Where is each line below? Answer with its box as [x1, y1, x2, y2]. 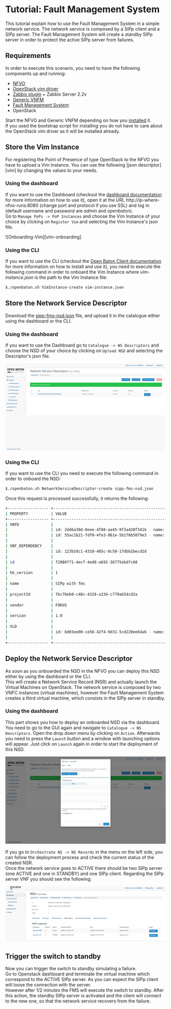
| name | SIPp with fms [5, 581, 85, 587]
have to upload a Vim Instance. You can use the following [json [5, 162, 137, 168]
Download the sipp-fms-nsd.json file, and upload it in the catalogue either [5, 312, 160, 318]
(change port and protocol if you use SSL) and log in [40, 202, 150, 208]
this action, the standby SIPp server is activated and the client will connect [5, 992, 161, 998]
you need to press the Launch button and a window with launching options [5, 735, 160, 741]
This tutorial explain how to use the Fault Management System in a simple [5, 20, 160, 26]
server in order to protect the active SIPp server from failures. [5, 37, 134, 43]
